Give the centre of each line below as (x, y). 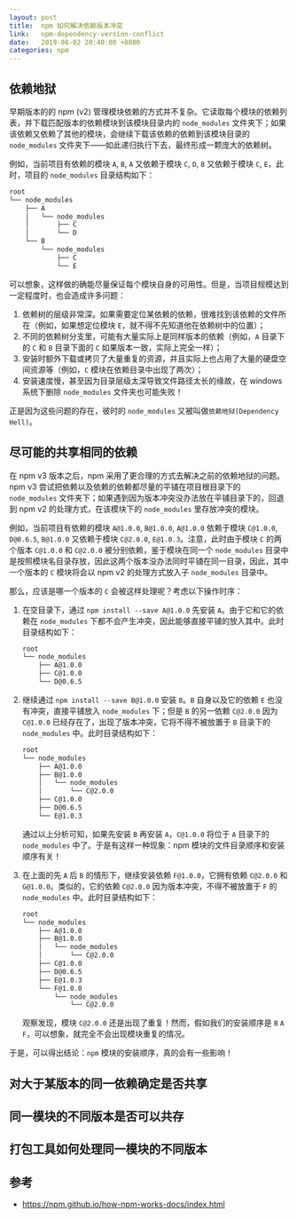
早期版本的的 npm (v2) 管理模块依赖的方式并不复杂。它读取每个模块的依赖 (145, 111)
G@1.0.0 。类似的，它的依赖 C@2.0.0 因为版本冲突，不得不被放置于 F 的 (149, 886)
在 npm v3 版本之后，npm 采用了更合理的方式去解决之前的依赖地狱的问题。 (147, 475)
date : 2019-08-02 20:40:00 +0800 (75, 42)
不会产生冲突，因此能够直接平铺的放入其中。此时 (195, 621)
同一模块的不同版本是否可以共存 (97, 1116)
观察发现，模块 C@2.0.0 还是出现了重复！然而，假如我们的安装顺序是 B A (153, 1023)
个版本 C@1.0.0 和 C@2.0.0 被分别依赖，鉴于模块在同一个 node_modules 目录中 (149, 550)
